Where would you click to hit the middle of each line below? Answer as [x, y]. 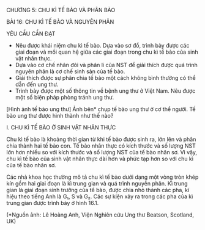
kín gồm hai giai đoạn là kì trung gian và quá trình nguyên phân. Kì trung [97, 183]
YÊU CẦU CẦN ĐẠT [31, 34]
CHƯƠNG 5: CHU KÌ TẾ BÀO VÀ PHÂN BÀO [61, 10]
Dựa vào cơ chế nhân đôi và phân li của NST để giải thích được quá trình [106, 65]
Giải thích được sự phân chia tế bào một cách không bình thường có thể [105, 78]
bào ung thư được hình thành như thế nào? [60, 116]
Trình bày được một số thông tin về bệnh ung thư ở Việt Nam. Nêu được [105, 91]
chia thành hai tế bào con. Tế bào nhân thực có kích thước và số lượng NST [101, 146]
